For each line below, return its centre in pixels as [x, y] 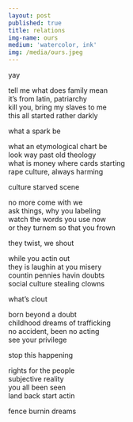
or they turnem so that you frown [62, 228]
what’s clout [28, 299]
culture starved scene [44, 187]
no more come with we [46, 202]
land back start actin [42, 396]
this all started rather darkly [53, 115]
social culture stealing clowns [57, 284]
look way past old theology [52, 155]
